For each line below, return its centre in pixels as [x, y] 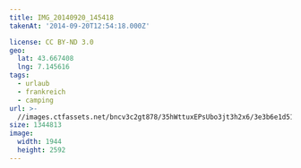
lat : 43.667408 [46, 59]
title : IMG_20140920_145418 [62, 17]
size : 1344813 [36, 125]
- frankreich [42, 92]
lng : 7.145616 [43, 67]
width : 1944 [40, 142]
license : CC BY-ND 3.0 [52, 42]
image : [21, 134]
